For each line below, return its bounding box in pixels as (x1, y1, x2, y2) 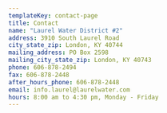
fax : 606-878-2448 (8, 71, 70, 79)
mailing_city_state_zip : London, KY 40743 (8, 56, 152, 64)
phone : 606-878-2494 (8, 64, 78, 72)
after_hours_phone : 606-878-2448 (8, 78, 120, 86)
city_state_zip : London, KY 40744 (8, 41, 124, 49)
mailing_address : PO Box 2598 (8, 49, 109, 56)
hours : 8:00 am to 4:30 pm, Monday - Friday (8, 93, 159, 101)
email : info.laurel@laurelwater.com (8, 85, 130, 94)
